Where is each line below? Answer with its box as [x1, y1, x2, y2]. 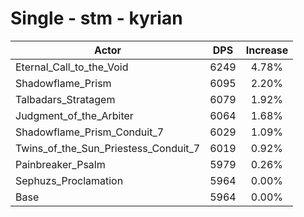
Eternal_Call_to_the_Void [15, 60, 129, 74]
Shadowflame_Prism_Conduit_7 [15, 125, 165, 139]
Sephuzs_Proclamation [15, 173, 124, 187]
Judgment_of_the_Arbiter [15, 108, 134, 122]
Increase [245, 43, 289, 57]
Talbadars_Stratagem [15, 92, 116, 106]
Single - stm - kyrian [10, 7, 183, 30]
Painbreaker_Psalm [15, 157, 106, 171]
